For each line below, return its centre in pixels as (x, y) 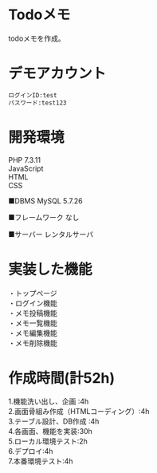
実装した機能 (51, 269)
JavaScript (26, 168)
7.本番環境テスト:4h (41, 461)
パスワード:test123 (37, 103)
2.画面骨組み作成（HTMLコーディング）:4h (79, 412)
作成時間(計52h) (62, 378)
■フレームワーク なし (44, 217)
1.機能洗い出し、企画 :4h (49, 401)
